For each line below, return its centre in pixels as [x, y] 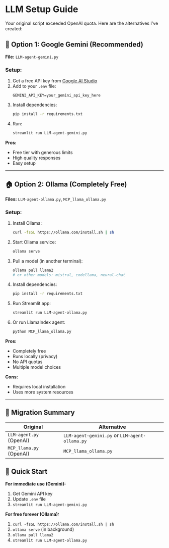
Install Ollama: [27, 223]
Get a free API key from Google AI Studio [55, 81]
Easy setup [24, 163]
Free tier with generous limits [43, 152]
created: [14, 28]
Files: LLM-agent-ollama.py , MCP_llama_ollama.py [56, 199]
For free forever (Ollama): [32, 514]
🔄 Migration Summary [40, 413]
